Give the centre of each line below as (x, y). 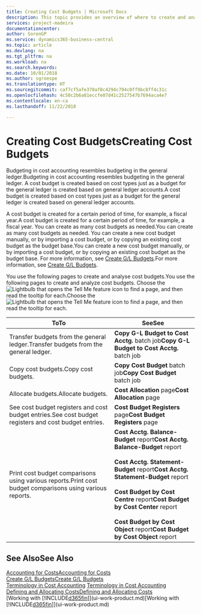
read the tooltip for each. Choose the (51, 296)
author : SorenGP (26, 34)
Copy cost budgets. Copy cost (51, 369)
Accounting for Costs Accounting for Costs (59, 573)
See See (153, 323)
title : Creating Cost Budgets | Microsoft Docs (67, 12)
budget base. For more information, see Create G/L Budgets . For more (92, 259)
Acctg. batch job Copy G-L (152, 341)
